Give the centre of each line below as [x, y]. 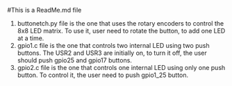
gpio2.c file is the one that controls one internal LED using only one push [121, 68]
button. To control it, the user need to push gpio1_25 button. [103, 75]
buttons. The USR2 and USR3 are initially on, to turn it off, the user [112, 53]
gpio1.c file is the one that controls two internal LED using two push [113, 45]
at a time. [31, 38]
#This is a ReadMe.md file [44, 10]
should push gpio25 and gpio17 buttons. [74, 60]
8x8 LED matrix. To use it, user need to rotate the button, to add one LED [121, 31]
